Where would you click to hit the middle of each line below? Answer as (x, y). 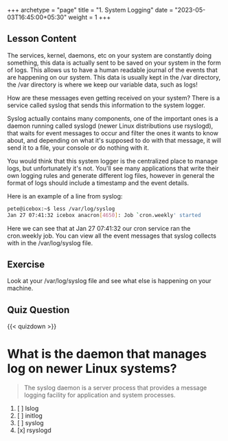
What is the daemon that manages (107, 354)
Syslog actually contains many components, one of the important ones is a (113, 118)
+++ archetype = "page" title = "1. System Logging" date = (90, 10)
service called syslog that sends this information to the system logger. (106, 105)
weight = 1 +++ (90, 17)
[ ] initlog (30, 416)
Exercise (26, 264)
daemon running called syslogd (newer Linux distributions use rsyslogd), (110, 126)
